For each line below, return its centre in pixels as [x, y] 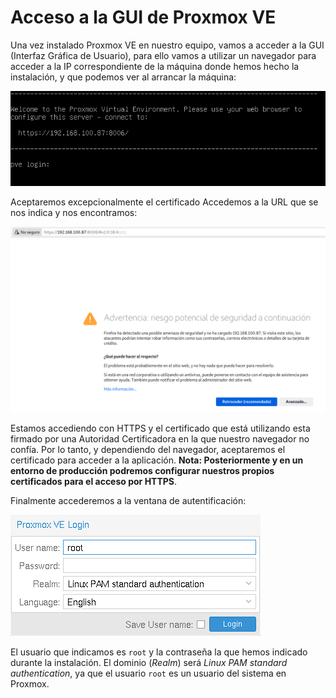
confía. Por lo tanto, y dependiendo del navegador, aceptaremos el [148, 450]
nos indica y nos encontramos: [74, 212]
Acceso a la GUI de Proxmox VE [143, 17]
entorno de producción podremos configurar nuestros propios [142, 471]
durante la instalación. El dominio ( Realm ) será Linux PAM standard [149, 663]
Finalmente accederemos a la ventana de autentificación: [128, 501]
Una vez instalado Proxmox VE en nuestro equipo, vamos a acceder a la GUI [167, 45]
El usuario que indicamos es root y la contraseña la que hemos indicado [159, 652]
